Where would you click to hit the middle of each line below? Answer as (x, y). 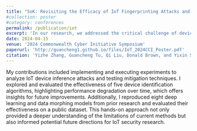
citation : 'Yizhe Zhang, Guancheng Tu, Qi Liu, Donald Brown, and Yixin (97, 55)
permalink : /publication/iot (42, 28)
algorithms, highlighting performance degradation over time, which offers (95, 90)
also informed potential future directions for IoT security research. (86, 122)
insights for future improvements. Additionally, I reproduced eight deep (92, 97)
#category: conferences (35, 22)
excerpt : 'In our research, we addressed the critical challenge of (91, 33)
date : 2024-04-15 (27, 39)
